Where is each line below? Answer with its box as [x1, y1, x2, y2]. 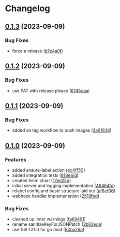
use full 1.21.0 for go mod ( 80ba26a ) [12, 227, 85, 233]
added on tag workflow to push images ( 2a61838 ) [12, 128, 112, 133]
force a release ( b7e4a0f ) [12, 48, 63, 54]
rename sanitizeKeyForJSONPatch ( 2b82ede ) [12, 221, 103, 227]
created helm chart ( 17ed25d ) [12, 177, 71, 183]
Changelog [5, 3, 50, 14]
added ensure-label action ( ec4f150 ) [12, 167, 86, 173]
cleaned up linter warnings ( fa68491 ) [12, 216, 86, 222]
